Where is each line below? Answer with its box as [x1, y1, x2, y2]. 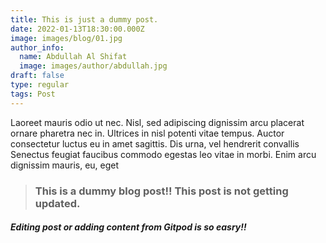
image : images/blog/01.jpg [10, 33, 123, 43]
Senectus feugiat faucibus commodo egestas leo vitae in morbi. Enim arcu [10, 148, 317, 160]
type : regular [10, 80, 70, 90]
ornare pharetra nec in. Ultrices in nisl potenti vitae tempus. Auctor [10, 127, 285, 139]
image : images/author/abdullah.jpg [19, 61, 168, 71]
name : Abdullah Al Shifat [19, 52, 128, 62]
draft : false [10, 71, 65, 81]
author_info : [10, 42, 65, 53]
